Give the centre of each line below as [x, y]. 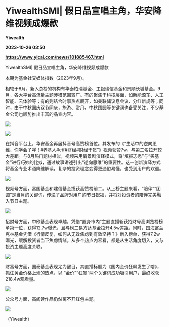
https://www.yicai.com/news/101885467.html [55, 57]
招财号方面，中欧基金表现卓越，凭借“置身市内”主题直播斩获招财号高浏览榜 [82, 221]
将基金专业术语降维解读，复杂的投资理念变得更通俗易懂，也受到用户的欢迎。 [84, 168]
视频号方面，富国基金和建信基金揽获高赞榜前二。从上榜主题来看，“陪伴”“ [81, 188]
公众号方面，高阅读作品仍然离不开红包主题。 [52, 299]
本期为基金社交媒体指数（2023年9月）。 [46, 78]
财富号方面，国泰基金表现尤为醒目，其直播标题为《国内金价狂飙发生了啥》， [83, 266]
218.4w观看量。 [22, 279]
